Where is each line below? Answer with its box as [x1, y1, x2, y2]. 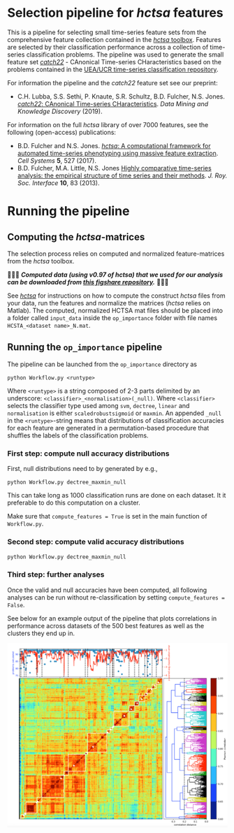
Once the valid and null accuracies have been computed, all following [7, 586, 207, 594]
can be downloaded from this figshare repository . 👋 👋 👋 [7, 277, 169, 286]
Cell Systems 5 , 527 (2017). [17, 156, 96, 165]
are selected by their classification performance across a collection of [7, 43, 209, 51]
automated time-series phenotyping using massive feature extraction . [17, 149, 219, 157]
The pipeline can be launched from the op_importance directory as [7, 360, 198, 368]
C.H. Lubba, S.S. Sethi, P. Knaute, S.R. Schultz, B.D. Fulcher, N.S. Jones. [17, 92, 226, 101]
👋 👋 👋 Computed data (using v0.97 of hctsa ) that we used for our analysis [7, 270, 224, 279]
